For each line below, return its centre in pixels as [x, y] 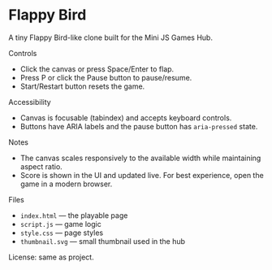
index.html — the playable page [74, 215]
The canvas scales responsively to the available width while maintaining [140, 158]
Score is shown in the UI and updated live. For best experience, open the [142, 175]
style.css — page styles [62, 233]
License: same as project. [52, 257]
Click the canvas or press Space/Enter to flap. [97, 69]
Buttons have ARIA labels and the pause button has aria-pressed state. [139, 126]
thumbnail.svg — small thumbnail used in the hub [102, 241]
